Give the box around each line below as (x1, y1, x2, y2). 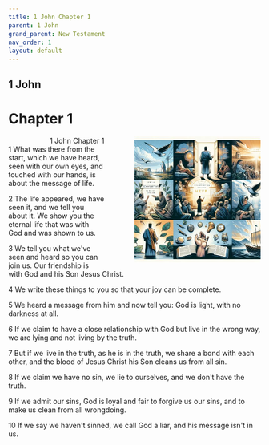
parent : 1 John (8, 21, 59, 30)
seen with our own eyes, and (8, 161, 103, 172)
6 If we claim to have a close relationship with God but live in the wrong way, (8, 325, 261, 334)
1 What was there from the (8, 144, 95, 154)
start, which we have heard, (8, 153, 100, 163)
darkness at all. (8, 309, 58, 318)
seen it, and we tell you (8, 203, 85, 212)
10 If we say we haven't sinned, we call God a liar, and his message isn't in (8, 421, 254, 431)
